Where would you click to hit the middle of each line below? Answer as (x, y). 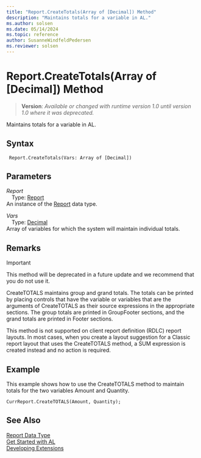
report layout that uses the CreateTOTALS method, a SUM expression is (96, 344)
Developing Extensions (35, 448)
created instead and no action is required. (59, 350)
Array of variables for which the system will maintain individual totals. (93, 229)
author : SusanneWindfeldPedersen (49, 40)
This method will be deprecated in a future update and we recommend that (100, 275)
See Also (23, 420)
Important (19, 263)
